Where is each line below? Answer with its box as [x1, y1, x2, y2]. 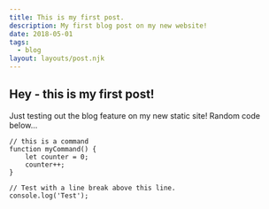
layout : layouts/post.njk [9, 54, 104, 63]
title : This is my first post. [9, 12, 125, 22]
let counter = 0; [25, 152, 89, 161]
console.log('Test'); [9, 191, 89, 200]
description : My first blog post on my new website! [9, 21, 208, 30]
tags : [9, 37, 29, 47]
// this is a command [9, 136, 89, 146]
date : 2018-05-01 [9, 29, 73, 38]
